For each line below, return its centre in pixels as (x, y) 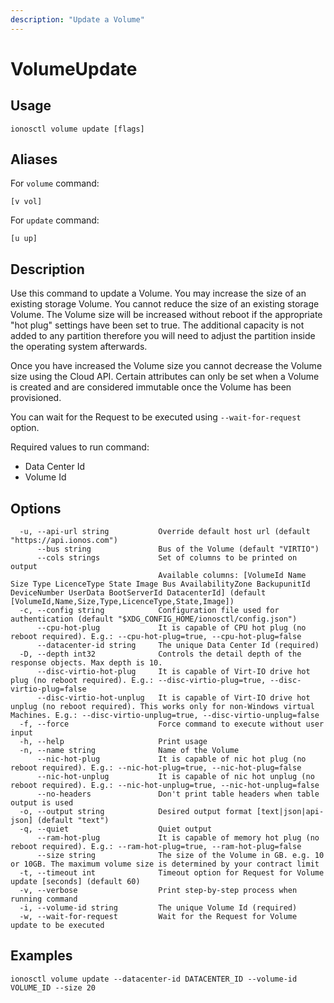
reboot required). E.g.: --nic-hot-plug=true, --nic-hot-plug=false (156, 768)
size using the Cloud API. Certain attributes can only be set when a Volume (165, 377)
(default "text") (73, 821)
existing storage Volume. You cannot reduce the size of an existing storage (165, 304)
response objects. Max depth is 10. (86, 663)
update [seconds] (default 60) (75, 882)
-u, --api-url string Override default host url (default (165, 532)
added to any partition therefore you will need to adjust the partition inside (163, 336)
